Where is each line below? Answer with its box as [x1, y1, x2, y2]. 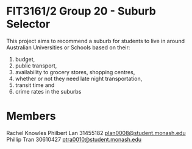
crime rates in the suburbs [15, 88, 82, 95]
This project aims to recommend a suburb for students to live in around [6, 37, 185, 44]
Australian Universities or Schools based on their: [6, 44, 130, 51]
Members [6, 109, 56, 123]
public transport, [15, 62, 57, 69]
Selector [6, 17, 51, 31]
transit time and [15, 81, 55, 89]
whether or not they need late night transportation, [15, 75, 143, 82]
